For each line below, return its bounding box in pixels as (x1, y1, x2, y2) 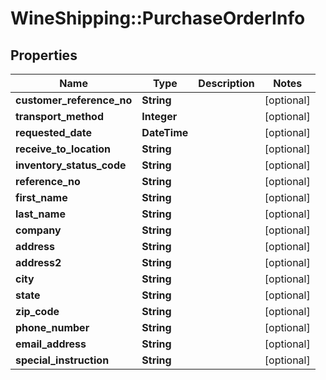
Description (198, 77, 255, 90)
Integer (141, 110, 178, 123)
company (15, 223, 62, 237)
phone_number (15, 321, 90, 334)
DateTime (141, 126, 189, 139)
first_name (15, 191, 68, 204)
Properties (10, 47, 78, 64)
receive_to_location (15, 142, 112, 156)
